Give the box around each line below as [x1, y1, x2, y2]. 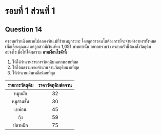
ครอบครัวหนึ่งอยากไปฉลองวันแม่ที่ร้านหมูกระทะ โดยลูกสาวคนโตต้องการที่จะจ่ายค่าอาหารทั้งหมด [5, 38, 157, 44]
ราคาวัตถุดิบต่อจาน [38, 82, 72, 89]
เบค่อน [14, 106, 27, 112]
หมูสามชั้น [11, 98, 30, 105]
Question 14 [5, 25, 42, 33]
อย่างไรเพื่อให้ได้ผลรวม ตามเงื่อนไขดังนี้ [5, 49, 67, 55]
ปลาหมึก [13, 122, 28, 129]
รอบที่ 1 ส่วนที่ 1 [5, 5, 55, 17]
